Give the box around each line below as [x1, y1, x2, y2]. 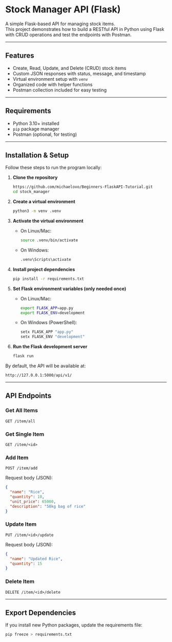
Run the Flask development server [12, 344, 88, 350]
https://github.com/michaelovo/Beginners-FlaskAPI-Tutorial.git [12, 184, 153, 190]
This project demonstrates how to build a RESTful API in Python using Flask [5, 26, 165, 32]
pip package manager [12, 126, 60, 132]
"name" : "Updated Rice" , [10, 556, 63, 561]
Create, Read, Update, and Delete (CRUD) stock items [12, 65, 126, 71]
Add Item [5, 454, 29, 461]
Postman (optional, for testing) [12, 131, 77, 137]
